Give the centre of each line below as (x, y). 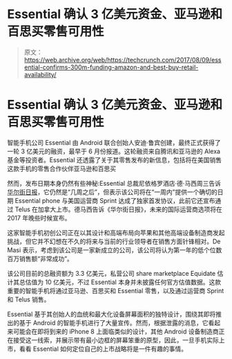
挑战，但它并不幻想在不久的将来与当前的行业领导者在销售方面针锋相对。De (114, 241)
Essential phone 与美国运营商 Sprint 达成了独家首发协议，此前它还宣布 (115, 200)
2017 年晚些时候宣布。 (39, 218)
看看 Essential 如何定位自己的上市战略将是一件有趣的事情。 (103, 349)
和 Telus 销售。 (29, 299)
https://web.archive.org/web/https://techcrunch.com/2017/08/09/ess (123, 60)
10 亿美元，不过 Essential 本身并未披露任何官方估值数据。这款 (133, 282)
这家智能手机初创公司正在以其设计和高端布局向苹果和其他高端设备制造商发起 (116, 232)
